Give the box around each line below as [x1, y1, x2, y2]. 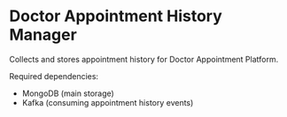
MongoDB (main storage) [21, 88, 115, 99]
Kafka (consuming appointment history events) [21, 97, 194, 107]
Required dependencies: [9, 70, 99, 81]
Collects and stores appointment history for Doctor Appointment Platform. [9, 54, 279, 64]
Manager [9, 25, 77, 45]
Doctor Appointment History [9, 6, 223, 26]
